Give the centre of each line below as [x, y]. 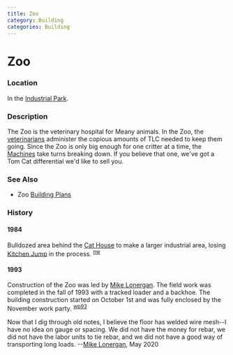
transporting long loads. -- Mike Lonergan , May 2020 [83, 345]
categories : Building [39, 27]
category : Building [36, 20]
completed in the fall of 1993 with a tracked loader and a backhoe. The [109, 292]
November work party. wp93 [47, 308]
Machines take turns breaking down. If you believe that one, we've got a [111, 154]
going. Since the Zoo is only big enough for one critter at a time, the [105, 147]
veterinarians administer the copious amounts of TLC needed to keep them [115, 139]
